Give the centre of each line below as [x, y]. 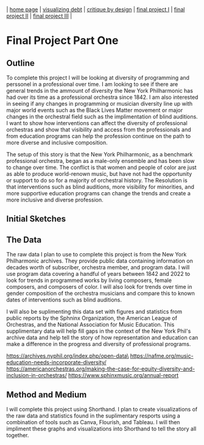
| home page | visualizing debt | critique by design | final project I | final [96, 9]
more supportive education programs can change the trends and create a [98, 193]
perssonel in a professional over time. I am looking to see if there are [92, 84]
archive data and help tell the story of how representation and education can [102, 338]
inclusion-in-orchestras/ [37, 375]
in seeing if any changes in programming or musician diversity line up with [100, 103]
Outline [20, 63]
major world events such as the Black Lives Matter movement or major [95, 110]
